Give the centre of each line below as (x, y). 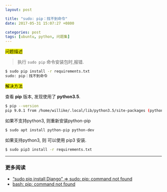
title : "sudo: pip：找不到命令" (37, 19)
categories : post (23, 32)
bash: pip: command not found (44, 184)
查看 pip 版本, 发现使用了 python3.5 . (43, 96)
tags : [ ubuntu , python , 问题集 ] (38, 37)
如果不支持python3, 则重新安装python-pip (48, 120)
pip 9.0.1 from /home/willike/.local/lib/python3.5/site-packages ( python (84, 110)
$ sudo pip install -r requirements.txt (48, 72)
